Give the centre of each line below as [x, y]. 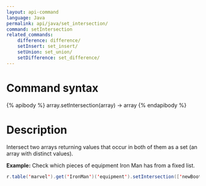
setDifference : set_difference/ [59, 58]
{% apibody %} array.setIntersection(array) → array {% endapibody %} [97, 105]
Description [37, 130]
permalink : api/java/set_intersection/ [57, 23]
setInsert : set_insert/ [48, 47]
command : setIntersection [39, 29]
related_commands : [30, 35]
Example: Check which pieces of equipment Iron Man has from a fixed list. [101, 165]
